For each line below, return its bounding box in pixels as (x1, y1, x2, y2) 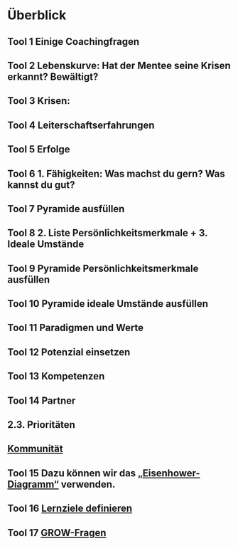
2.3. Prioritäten (7, 419, 76, 431)
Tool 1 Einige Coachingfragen (7, 36, 140, 48)
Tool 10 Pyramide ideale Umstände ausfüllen (7, 298, 208, 310)
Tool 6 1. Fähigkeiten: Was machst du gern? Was (7, 167, 225, 179)
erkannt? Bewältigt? (7, 70, 99, 83)
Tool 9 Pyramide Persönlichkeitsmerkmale (7, 262, 199, 274)
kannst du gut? (7, 179, 76, 191)
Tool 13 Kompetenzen (7, 370, 105, 382)
